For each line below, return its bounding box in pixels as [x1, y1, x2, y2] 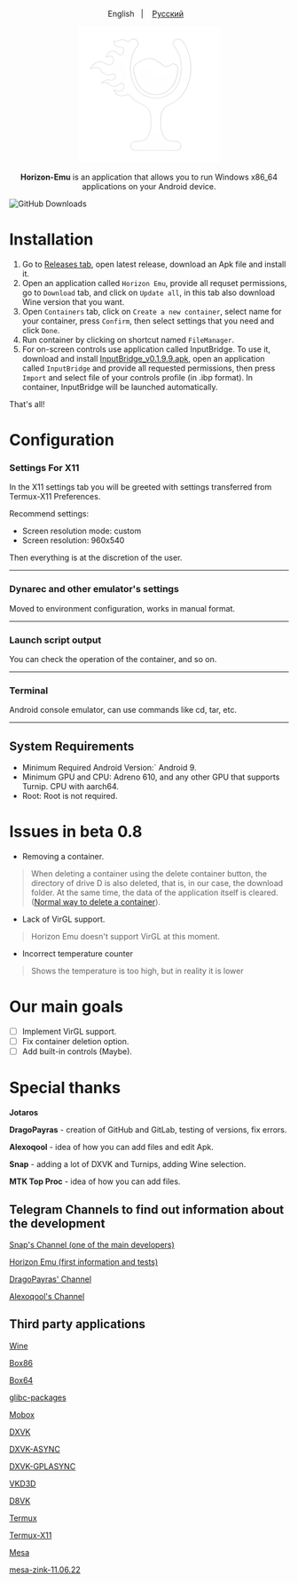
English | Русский [107, 9, 184, 19]
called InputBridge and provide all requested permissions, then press [21, 363, 276, 373]
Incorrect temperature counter [21, 948, 133, 959]
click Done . [21, 324, 60, 335]
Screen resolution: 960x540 [21, 535, 125, 546]
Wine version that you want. [21, 296, 125, 307]
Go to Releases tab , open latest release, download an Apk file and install [21, 259, 286, 269]
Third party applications [9, 1316, 146, 1332]
